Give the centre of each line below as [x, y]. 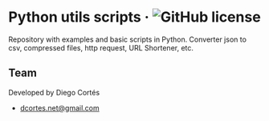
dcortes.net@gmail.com [59, 107]
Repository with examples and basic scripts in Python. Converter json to [128, 39]
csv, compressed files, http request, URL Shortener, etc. [101, 47]
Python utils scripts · [79, 17]
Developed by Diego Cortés [54, 92]
